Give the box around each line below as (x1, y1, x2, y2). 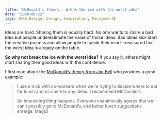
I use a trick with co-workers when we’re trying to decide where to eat (16, 84, 158, 89)
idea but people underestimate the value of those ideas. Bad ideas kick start (5, 34, 157, 40)
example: (5, 74, 23, 80)
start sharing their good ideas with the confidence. (5, 59, 107, 66)
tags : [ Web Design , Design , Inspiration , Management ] (5, 16, 116, 21)
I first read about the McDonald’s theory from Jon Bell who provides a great (5, 69, 156, 75)
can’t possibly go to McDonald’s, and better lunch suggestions (16, 103, 142, 109)
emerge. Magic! (16, 108, 49, 114)
